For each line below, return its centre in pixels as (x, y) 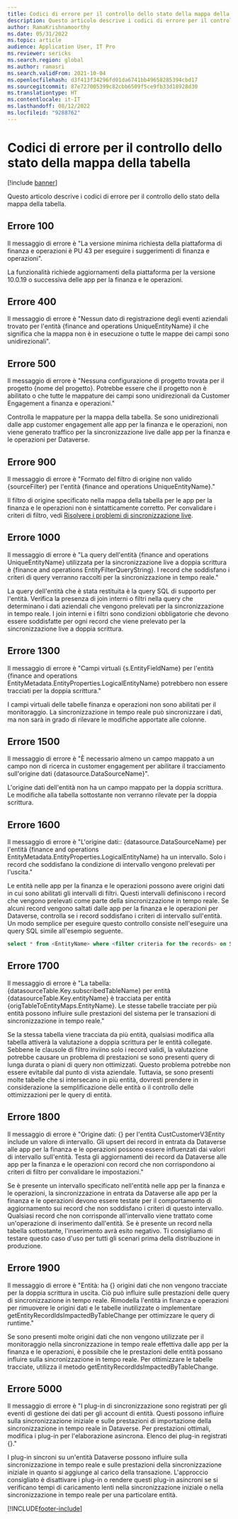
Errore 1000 (34, 538)
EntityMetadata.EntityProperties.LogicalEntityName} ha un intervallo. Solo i (117, 857)
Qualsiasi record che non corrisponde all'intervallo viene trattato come (110, 1216)
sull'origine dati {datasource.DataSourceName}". (78, 774)
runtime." (21, 1323)
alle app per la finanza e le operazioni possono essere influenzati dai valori (116, 1149)
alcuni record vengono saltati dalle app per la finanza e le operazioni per (113, 909)
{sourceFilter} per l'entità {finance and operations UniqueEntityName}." (111, 486)
